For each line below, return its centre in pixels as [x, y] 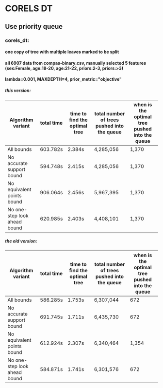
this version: [18, 90]
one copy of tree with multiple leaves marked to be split [62, 52]
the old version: [21, 241]
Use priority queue [34, 27]
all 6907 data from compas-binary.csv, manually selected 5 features [76, 63]
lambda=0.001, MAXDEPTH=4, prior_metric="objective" [64, 79]
